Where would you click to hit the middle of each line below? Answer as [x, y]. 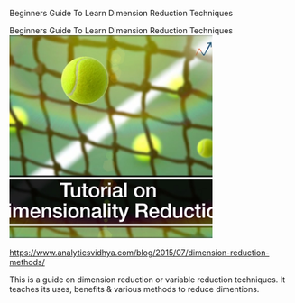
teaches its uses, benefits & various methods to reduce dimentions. [134, 289]
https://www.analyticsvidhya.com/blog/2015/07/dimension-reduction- [139, 252]
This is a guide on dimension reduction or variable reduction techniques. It [147, 280]
